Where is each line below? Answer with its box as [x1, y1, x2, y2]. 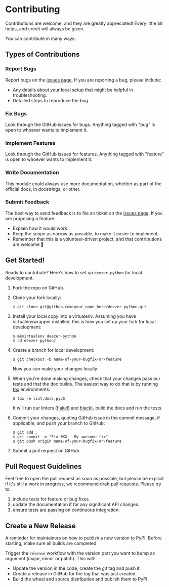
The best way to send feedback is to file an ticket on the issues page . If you [5, 210, 163, 216]
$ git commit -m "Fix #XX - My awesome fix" [12, 434, 108, 439]
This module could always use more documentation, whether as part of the [5, 181, 162, 187]
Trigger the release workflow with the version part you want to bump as [5, 550, 155, 556]
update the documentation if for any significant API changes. [12, 501, 140, 508]
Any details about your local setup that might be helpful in [12, 87, 133, 93]
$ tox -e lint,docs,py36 [12, 396, 65, 401]
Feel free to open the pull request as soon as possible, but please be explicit [5, 476, 164, 482]
